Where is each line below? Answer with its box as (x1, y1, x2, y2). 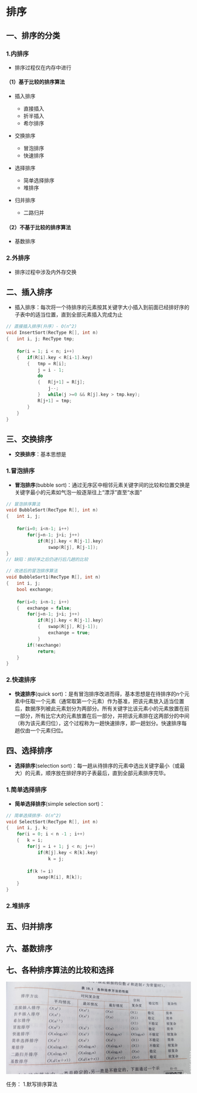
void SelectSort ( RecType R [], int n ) (6, 819, 98, 824)
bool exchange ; (16, 586, 54, 592)
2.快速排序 (6, 676, 36, 684)
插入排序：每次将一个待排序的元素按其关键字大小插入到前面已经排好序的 (14, 304, 189, 311)
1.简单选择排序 (6, 786, 47, 794)
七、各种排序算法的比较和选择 (6, 965, 114, 975)
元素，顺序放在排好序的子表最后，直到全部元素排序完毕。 (30, 769, 169, 777)
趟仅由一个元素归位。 (14, 727, 66, 734)
